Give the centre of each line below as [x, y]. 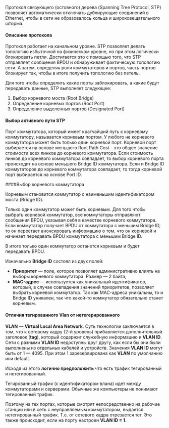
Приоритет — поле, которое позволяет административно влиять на [86, 271]
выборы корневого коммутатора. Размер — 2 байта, [69, 276]
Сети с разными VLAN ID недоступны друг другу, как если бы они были [83, 342]
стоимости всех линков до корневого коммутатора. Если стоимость [79, 153]
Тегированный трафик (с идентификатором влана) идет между [73, 383]
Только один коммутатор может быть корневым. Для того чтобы [75, 209]
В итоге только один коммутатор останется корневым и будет [72, 246]
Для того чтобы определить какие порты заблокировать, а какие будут [82, 83]
